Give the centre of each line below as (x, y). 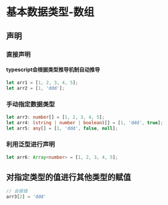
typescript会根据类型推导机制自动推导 (53, 70)
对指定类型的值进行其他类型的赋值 (69, 177)
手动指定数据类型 (31, 105)
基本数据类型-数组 (50, 12)
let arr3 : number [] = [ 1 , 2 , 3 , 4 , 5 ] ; (56, 117)
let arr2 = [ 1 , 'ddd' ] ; (36, 88)
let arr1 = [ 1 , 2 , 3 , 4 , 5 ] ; (42, 83)
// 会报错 (17, 191)
